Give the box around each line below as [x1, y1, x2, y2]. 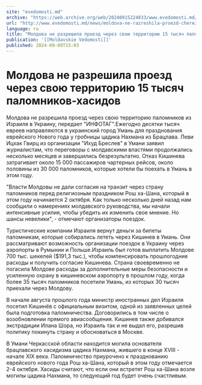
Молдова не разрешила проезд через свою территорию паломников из [6, 114, 192, 121]
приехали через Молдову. [6, 284, 73, 292]
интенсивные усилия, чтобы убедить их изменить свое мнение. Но [6, 208, 179, 216]
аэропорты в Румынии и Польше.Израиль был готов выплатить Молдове [6, 246, 194, 253]
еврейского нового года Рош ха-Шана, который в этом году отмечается [6, 359, 192, 366]
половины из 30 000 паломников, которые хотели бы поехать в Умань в [6, 165, 192, 172]
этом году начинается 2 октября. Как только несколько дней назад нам [6, 196, 191, 203]
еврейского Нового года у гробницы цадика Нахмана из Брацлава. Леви [6, 133, 194, 140]
